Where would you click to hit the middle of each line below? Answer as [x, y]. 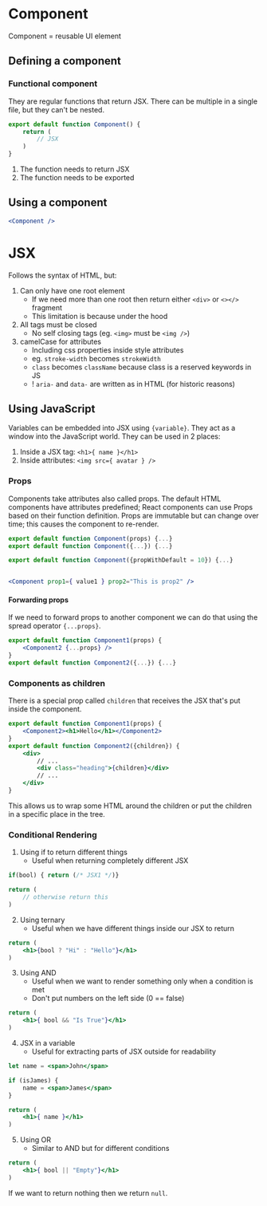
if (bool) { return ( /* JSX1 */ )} [64, 875]
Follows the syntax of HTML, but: [63, 275]
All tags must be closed [58, 325]
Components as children [57, 683]
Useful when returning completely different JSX [110, 861]
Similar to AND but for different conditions [100, 1149]
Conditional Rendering [53, 834]
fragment [47, 307]
